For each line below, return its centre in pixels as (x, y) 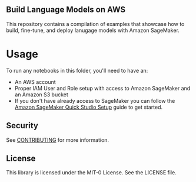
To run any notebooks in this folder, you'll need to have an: (77, 70)
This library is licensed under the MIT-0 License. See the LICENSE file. (91, 173)
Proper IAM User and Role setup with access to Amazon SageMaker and (102, 88)
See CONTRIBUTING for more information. (58, 140)
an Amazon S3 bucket (41, 95)
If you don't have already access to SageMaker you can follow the (95, 100)
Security (22, 126)
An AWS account (35, 82)
